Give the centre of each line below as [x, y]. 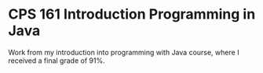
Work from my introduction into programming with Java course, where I [124, 52]
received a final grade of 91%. [57, 61]
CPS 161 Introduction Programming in [132, 14]
